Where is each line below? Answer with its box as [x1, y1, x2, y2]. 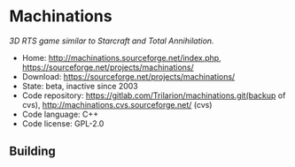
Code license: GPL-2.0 [21, 118, 105, 129]
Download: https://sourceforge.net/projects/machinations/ [21, 71, 236, 81]
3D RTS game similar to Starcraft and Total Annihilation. [9, 35, 214, 46]
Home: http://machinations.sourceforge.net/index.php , [21, 52, 221, 63]
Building [9, 144, 56, 159]
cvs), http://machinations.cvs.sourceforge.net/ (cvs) [21, 99, 213, 110]
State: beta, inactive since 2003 [21, 80, 139, 91]
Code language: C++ [21, 109, 99, 119]
